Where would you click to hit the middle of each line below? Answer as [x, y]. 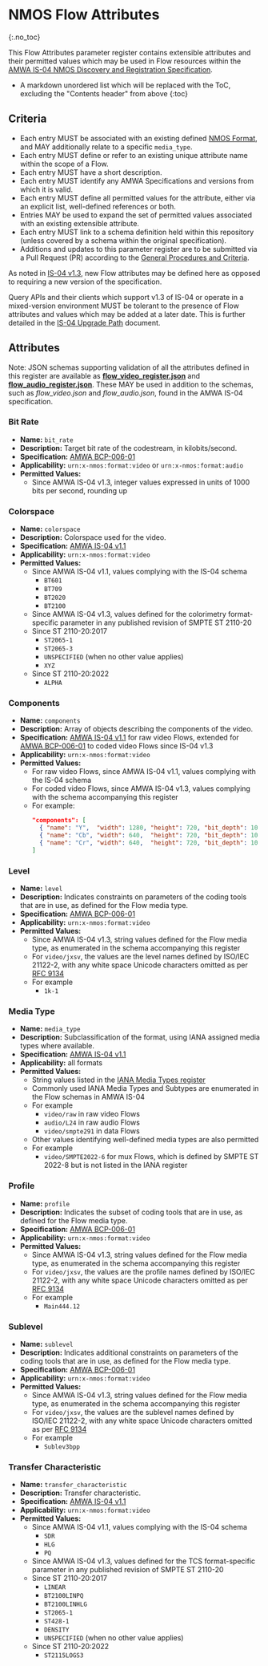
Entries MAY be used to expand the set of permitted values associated [136, 215]
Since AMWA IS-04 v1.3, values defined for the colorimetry [129, 614]
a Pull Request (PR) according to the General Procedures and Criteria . [134, 257]
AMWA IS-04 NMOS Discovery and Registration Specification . [111, 69]
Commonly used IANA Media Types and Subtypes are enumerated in [145, 1088]
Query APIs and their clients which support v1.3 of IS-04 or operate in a [126, 297]
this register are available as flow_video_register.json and [104, 375]
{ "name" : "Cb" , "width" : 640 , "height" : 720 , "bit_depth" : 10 [148, 836]
